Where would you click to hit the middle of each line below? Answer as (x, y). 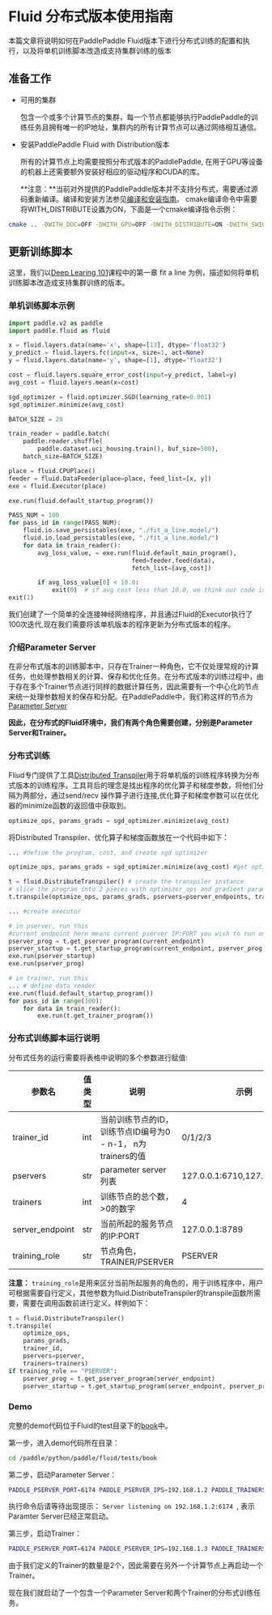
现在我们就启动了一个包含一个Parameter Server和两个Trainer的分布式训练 (131, 1593)
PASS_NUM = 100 (34, 515)
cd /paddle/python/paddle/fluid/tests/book (83, 1458)
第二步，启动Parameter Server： (63, 1474)
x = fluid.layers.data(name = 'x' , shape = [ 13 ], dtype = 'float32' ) (117, 345)
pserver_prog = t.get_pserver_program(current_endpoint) (106, 941)
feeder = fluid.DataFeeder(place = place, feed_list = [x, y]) (110, 479)
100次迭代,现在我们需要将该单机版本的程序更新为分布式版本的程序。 (122, 624)
